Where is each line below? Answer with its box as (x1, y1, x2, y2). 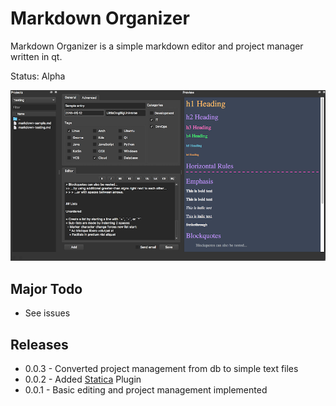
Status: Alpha (10, 70, 66, 82)
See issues (24, 307, 71, 319)
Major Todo (10, 280, 83, 297)
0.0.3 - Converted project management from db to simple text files (24, 362, 299, 374)
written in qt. (10, 50, 63, 62)
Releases (10, 336, 69, 353)
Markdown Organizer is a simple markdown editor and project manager (10, 40, 304, 52)
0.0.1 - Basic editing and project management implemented (24, 383, 268, 396)
